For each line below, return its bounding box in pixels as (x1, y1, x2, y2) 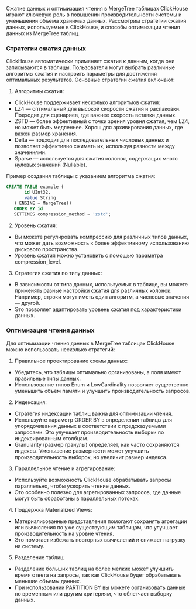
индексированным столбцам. (14, 434, 89, 442)
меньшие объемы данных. (14, 577, 81, 584)
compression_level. (14, 258, 61, 265)
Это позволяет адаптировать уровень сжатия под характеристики (14, 306, 182, 313)
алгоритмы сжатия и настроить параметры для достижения (6, 70, 157, 77)
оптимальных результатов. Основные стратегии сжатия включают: (6, 76, 176, 84)
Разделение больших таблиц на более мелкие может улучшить (14, 565, 174, 572)
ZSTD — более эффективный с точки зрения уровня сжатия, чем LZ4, (14, 118, 190, 125)
